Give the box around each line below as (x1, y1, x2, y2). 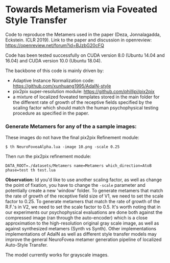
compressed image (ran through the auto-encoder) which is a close (5, 215, 148, 221)
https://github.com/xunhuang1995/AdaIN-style (12, 83, 111, 89)
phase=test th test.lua (5, 168, 56, 173)
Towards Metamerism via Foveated (5, 4, 157, 15)
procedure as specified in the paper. (12, 110, 89, 116)
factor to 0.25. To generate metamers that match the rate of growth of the (5, 199, 160, 205)
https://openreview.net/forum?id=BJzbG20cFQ (5, 42, 105, 48)
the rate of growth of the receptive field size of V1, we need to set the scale (5, 193, 164, 199)
